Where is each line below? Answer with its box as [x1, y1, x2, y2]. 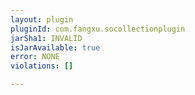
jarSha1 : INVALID [10, 33, 83, 43]
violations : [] [10, 61, 74, 71]
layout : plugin [10, 14, 74, 25]
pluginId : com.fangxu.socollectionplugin [10, 24, 186, 34]
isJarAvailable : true [10, 42, 101, 53]
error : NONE [10, 52, 60, 62]
